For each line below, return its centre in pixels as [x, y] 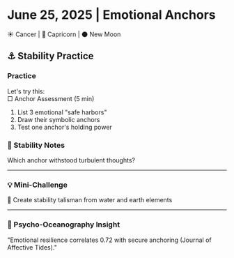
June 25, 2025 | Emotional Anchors [111, 15]
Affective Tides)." [32, 247]
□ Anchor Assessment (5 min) [51, 98]
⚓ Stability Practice [50, 56]
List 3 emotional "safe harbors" [62, 112]
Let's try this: [26, 91]
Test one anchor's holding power [65, 127]
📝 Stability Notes [36, 145]
